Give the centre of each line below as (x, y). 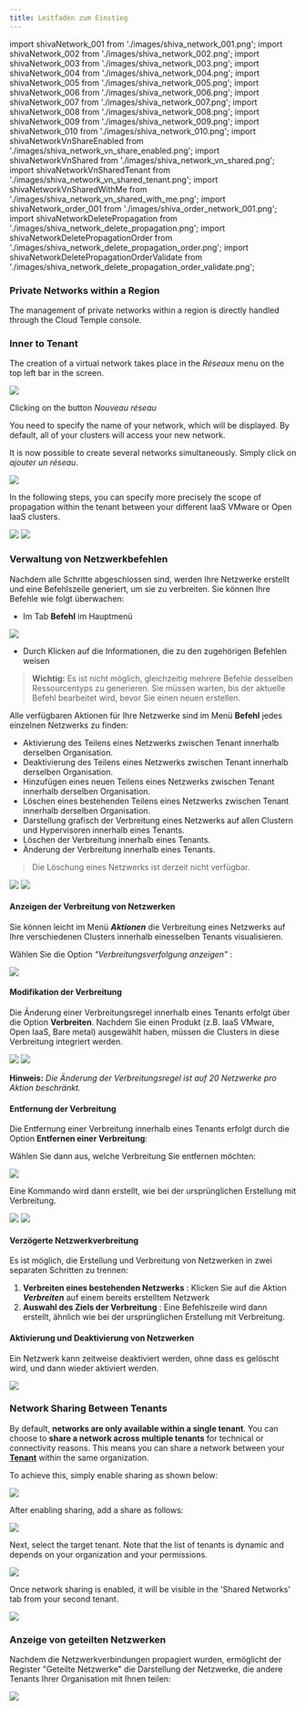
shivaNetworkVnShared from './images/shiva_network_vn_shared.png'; (142, 160)
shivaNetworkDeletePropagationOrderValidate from (106, 257)
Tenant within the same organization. (79, 1457)
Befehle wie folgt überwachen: (67, 598)
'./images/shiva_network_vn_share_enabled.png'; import (115, 150)
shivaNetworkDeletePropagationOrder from (91, 237)
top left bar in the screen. (57, 373)
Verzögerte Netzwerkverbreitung (74, 1240)
